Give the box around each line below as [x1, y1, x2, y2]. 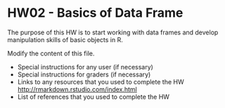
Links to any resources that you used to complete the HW [17, 77, 184, 86]
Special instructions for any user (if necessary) [17, 62, 153, 71]
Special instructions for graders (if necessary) [17, 70, 151, 79]
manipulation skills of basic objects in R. [7, 35, 123, 43]
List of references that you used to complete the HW [17, 93, 170, 101]
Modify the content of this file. [7, 49, 95, 58]
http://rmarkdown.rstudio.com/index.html [17, 85, 137, 93]
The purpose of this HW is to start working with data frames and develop [7, 28, 219, 36]
